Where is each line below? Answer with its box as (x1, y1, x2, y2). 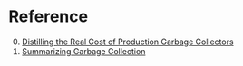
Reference (8, 6, 88, 27)
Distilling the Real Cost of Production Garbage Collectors (21, 36, 234, 47)
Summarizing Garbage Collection (21, 45, 146, 56)
